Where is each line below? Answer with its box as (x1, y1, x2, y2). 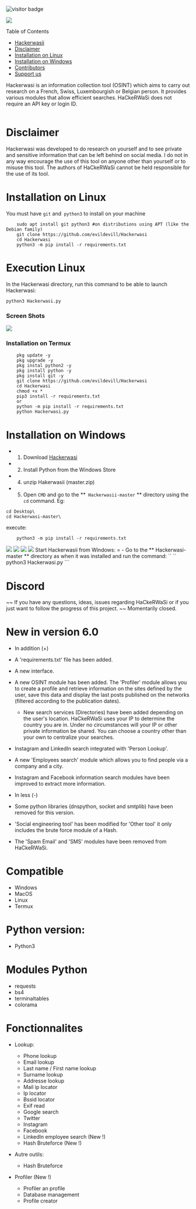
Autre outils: (14, 1150, 44, 1157)
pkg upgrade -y (16, 358, 54, 364)
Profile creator (23, 1197, 58, 1204)
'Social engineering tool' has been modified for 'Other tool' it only (14, 820, 172, 828)
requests (14, 982, 36, 989)
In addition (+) (14, 645, 49, 652)
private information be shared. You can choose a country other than (23, 728, 187, 735)
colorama (14, 1001, 38, 1008)
